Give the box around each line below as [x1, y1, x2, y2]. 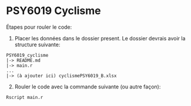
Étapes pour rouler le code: [6, 23, 72, 30]
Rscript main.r [6, 94, 43, 100]
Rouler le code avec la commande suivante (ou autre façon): [14, 83, 161, 90]
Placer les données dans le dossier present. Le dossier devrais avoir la [14, 35, 186, 42]
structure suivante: [14, 41, 61, 48]
